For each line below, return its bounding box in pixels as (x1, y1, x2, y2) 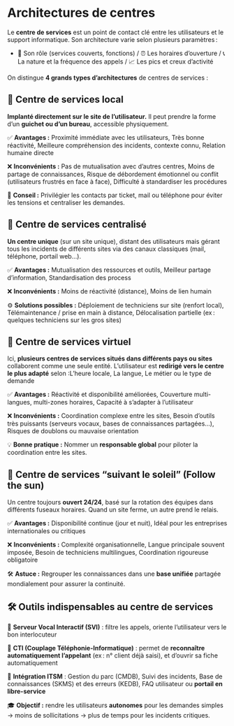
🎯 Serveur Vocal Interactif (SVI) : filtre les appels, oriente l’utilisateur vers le (7, 623, 227, 631)
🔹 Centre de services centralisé (7, 219, 147, 231)
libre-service (7, 687, 46, 695)
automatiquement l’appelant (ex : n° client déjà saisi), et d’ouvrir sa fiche (7, 651, 219, 660)
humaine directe (7, 148, 54, 157)
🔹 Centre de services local (7, 94, 124, 106)
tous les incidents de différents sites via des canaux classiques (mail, (7, 245, 206, 253)
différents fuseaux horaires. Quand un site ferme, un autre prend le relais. (7, 505, 219, 514)
